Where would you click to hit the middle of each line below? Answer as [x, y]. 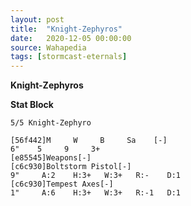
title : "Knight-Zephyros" [66, 29]
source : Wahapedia [48, 47]
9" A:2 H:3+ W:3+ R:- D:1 [96, 176]
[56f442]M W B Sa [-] [89, 141]
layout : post [37, 19]
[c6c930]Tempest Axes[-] [62, 184]
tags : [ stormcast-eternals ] [69, 57]
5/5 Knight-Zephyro [51, 123]
